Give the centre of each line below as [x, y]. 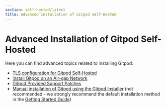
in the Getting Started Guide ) [42, 100]
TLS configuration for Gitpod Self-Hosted [54, 73]
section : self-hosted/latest [35, 10]
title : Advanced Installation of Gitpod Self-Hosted [61, 14]
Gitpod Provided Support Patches [47, 84]
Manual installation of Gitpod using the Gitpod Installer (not [73, 89]
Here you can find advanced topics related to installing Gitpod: [69, 63]
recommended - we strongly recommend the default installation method [86, 94]
